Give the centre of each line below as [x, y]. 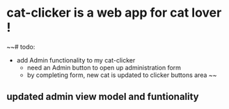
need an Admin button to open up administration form [104, 67]
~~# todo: [21, 47]
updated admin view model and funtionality [103, 97]
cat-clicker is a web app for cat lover [114, 13]
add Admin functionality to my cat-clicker [76, 60]
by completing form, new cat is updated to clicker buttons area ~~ [122, 75]
